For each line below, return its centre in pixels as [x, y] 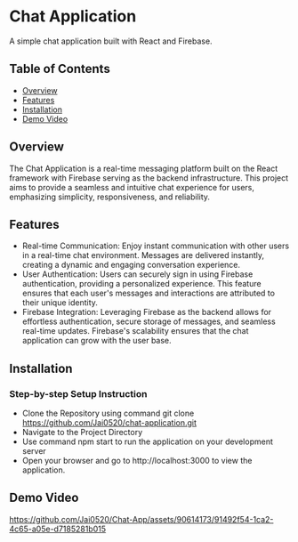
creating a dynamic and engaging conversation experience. [131, 265]
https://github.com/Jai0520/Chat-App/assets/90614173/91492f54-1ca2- [141, 519]
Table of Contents [60, 69]
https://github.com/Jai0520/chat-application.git [109, 423]
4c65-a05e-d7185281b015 [58, 529]
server [34, 451]
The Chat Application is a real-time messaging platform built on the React [144, 168]
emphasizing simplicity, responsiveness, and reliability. [110, 197]
